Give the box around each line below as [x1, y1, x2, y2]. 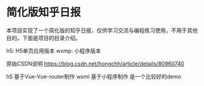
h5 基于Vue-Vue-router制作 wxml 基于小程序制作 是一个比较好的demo [6, 73, 182, 80]
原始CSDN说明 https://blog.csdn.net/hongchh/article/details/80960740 [6, 60, 185, 67]
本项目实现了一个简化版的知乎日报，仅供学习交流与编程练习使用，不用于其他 [6, 27, 198, 34]
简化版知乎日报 [6, 5, 81, 19]
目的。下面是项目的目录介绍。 [6, 34, 81, 41]
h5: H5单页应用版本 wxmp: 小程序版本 [6, 47, 101, 55]
